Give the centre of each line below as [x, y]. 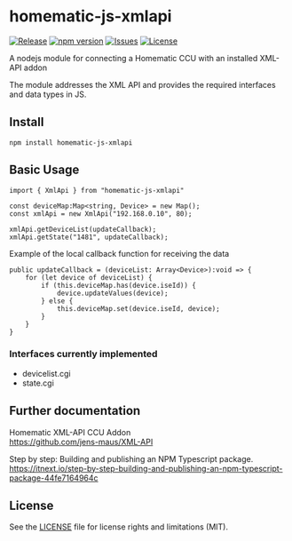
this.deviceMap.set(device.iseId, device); [138, 308]
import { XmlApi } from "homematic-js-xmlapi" [97, 190]
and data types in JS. [48, 94]
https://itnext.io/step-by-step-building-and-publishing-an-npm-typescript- [146, 468]
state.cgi [38, 383]
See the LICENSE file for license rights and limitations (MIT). [119, 527]
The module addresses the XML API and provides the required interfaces [143, 84]
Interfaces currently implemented [83, 354]
